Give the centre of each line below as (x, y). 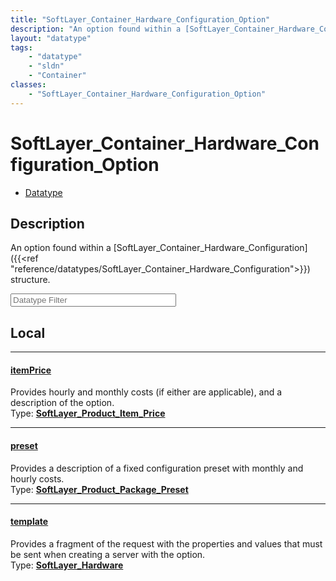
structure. (30, 280)
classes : (28, 85)
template (29, 522)
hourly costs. (37, 478)
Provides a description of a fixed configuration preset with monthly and (157, 468)
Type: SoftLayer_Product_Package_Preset (99, 489)
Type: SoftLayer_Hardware (67, 565)
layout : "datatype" (51, 38)
